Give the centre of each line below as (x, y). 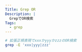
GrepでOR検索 (21, 18)
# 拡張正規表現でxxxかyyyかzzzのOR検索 (41, 41)
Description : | (20, 14)
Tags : (10, 23)
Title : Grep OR (20, 9)
